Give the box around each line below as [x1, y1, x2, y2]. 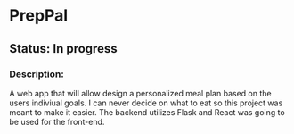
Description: [9, 68, 64, 80]
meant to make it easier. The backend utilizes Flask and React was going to [9, 106, 285, 117]
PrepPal [9, 5, 69, 26]
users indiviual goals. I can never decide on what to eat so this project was [9, 97, 283, 108]
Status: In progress [9, 41, 118, 56]
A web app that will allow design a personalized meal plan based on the [9, 88, 272, 98]
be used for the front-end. [9, 116, 105, 127]
